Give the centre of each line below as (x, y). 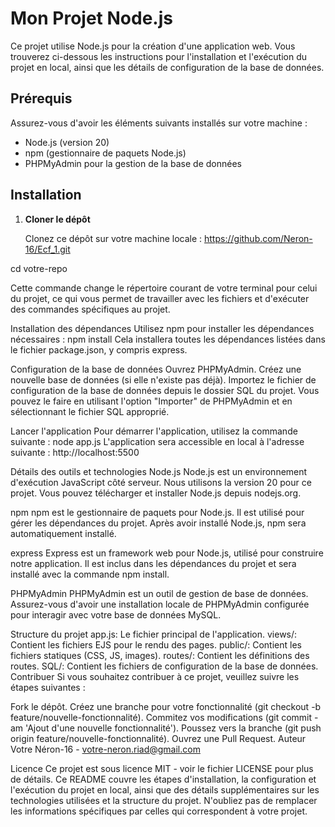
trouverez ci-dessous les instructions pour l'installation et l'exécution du (158, 56)
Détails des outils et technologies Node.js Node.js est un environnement (159, 471)
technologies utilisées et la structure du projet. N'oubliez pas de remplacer (164, 800)
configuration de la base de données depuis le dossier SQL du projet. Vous (165, 390)
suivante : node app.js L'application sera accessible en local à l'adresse (157, 441)
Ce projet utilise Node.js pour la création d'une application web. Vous (153, 46)
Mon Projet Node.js (91, 18)
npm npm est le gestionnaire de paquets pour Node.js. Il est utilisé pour (157, 512)
